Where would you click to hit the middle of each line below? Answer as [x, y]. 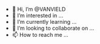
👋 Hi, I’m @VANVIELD [39, 9]
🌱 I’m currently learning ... [44, 22]
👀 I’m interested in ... [38, 15]
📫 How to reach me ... [40, 35]
